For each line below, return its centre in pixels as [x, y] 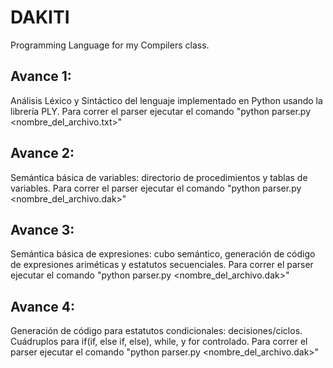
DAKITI [40, 17]
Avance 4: [42, 306]
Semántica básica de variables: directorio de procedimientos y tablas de [159, 177]
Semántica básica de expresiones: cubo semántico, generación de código [163, 254]
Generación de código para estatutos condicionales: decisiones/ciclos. [156, 331]
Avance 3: [42, 229]
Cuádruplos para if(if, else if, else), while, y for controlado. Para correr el [159, 342]
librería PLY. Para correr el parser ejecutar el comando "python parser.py [161, 111]
